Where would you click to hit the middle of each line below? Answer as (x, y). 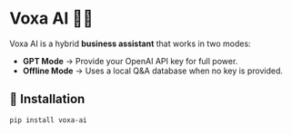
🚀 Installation (47, 99)
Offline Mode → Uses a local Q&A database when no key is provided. (153, 71)
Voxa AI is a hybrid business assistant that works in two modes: (131, 43)
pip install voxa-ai (49, 120)
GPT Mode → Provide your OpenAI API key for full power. (130, 61)
